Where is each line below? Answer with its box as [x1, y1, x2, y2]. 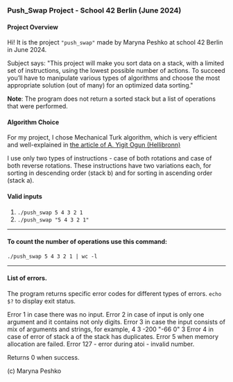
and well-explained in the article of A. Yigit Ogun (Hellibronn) [7, 141, 181, 149]
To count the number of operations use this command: [7, 238, 168, 246]
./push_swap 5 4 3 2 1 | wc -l [7, 253, 98, 260]
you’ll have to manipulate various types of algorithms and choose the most [7, 74, 221, 82]
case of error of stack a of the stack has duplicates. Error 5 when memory [7, 332, 219, 340]
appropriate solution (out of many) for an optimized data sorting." [7, 81, 193, 90]
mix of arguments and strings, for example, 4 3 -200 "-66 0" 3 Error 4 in [7, 325, 214, 333]
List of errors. [7, 274, 47, 283]
